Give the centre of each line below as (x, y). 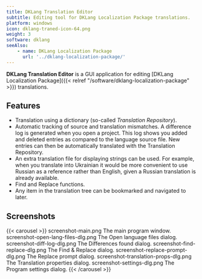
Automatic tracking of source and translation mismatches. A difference (103, 127)
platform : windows (29, 23)
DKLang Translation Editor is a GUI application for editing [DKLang (90, 74)
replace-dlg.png (26, 250)
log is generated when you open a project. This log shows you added (101, 133)
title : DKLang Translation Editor (50, 12)
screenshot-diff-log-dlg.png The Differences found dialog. (79, 244)
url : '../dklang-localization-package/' (74, 57)
